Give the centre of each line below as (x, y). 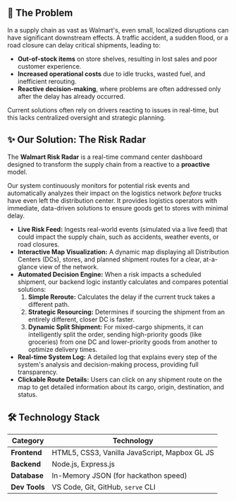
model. (17, 172)
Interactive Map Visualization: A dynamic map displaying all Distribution (123, 252)
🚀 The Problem (40, 13)
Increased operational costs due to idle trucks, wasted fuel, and (111, 73)
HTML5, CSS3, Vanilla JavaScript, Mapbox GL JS (133, 453)
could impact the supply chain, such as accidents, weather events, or (118, 237)
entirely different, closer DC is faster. (81, 319)
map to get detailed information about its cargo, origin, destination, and (120, 387)
